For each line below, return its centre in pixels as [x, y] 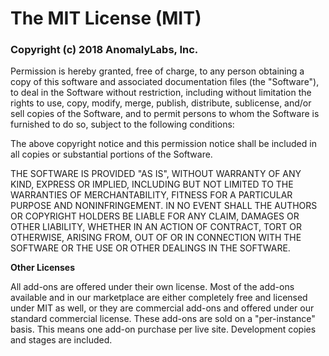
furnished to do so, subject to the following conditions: [122, 124]
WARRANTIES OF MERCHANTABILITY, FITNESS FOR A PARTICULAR [151, 195]
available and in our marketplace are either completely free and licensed [159, 298]
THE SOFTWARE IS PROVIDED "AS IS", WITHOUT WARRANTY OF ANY [156, 174]
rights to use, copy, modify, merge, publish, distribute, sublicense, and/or [161, 103]
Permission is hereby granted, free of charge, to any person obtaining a [157, 71]
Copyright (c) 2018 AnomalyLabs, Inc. [104, 50]
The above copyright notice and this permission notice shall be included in [163, 144]
